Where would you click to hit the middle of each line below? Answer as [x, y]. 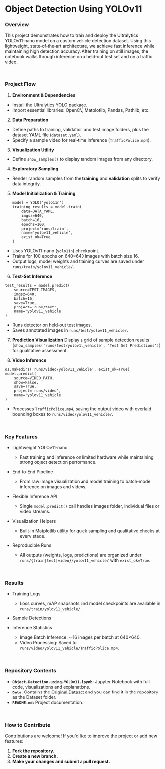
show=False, [26, 382]
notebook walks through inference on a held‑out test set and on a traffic [79, 57]
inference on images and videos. [53, 487]
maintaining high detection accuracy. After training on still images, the [77, 51]
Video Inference [29, 360]
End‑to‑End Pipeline [33, 472]
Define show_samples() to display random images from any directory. [82, 159]
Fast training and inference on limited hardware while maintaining [86, 457]
